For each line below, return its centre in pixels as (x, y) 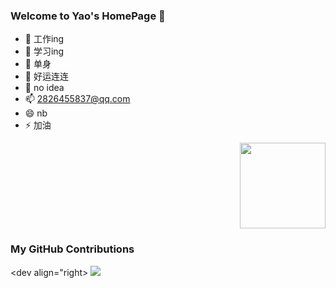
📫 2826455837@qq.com (77, 99)
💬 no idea (44, 88)
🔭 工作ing (44, 39)
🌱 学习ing (44, 51)
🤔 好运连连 (46, 76)
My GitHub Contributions (72, 249)
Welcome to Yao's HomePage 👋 (88, 16)
